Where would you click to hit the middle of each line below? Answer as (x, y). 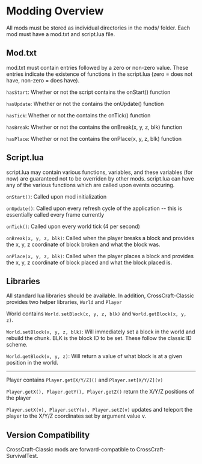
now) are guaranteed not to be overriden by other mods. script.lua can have (100, 178)
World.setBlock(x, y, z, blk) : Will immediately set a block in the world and (101, 332)
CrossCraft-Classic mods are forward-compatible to (71, 450)
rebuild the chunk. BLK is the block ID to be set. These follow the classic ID (99, 338)
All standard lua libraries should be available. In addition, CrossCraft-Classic (100, 295)
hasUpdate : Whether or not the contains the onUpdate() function (85, 104)
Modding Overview (55, 11)
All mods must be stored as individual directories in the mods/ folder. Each (98, 28)
